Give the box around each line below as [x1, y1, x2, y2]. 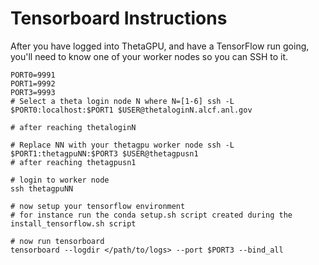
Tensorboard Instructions [10, 7, 228, 30]
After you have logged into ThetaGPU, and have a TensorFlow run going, [10, 40, 310, 52]
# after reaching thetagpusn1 [10, 157, 137, 167]
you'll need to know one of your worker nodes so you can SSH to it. [10, 50, 289, 62]
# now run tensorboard [10, 236, 105, 246]
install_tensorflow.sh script [10, 218, 137, 229]
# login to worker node [10, 175, 110, 185]
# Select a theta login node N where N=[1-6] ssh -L [10, 96, 235, 106]
